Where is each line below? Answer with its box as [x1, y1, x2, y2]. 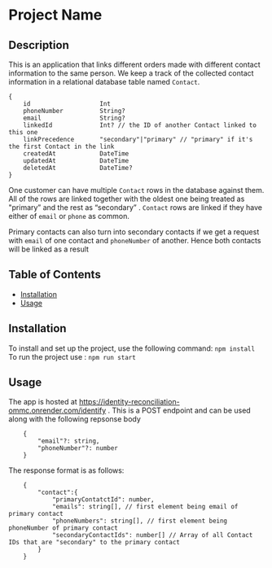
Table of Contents [8, 268, 102, 282]
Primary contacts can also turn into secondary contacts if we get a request [8, 227, 260, 237]
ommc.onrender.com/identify [8, 405, 107, 416]
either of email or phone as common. [8, 212, 130, 221]
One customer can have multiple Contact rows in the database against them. [8, 186, 265, 194]
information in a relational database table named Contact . [8, 77, 200, 86]
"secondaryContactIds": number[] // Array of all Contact [51, 531, 253, 540]
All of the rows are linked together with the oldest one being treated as [8, 194, 245, 203]
